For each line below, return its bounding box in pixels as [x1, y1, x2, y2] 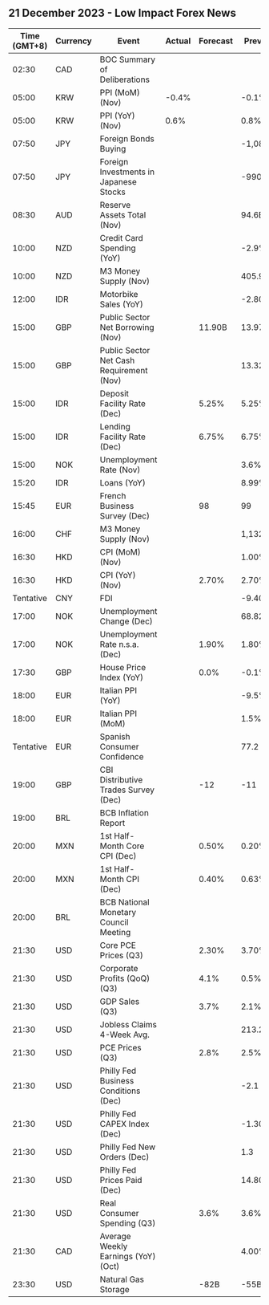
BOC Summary [99, 54, 156, 65]
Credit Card [99, 232, 143, 243]
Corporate [99, 962, 139, 974]
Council [99, 917, 129, 928]
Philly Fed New [99, 1141, 156, 1153]
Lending [99, 421, 130, 432]
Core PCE [99, 939, 136, 950]
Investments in [99, 166, 155, 177]
